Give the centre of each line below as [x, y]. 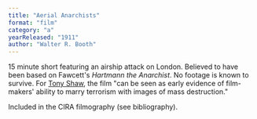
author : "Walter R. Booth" [52, 45]
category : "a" [31, 30]
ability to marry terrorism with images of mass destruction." [132, 92]
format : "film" [33, 23]
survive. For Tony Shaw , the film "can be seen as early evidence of [116, 84]
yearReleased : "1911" [44, 37]
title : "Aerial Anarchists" [54, 15]
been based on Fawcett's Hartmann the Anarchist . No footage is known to [128, 75]
